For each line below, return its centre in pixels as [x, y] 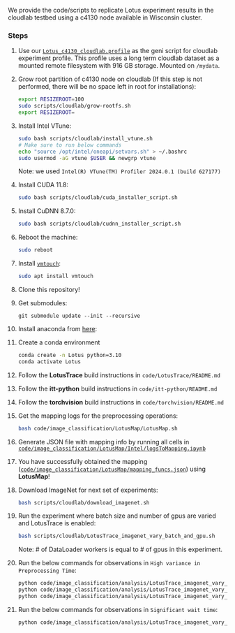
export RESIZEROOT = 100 [51, 100]
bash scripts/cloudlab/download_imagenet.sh [84, 502]
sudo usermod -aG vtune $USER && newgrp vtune [87, 158]
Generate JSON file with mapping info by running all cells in [104, 442]
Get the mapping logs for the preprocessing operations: [98, 416]
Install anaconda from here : [57, 328]
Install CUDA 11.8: [43, 185]
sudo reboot [35, 250]
